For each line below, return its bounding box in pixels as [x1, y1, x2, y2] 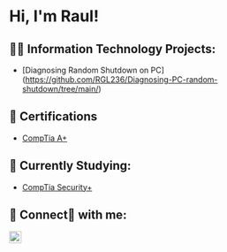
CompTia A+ [21, 133, 68, 143]
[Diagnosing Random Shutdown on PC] [21, 65, 165, 75]
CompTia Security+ [21, 181, 93, 192]
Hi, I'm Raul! [9, 6, 100, 27]
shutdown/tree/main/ [21, 84, 99, 94]
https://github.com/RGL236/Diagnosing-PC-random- [25, 74, 218, 85]
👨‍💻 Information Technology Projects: [9, 42, 216, 57]
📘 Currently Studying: [9, 158, 132, 173]
